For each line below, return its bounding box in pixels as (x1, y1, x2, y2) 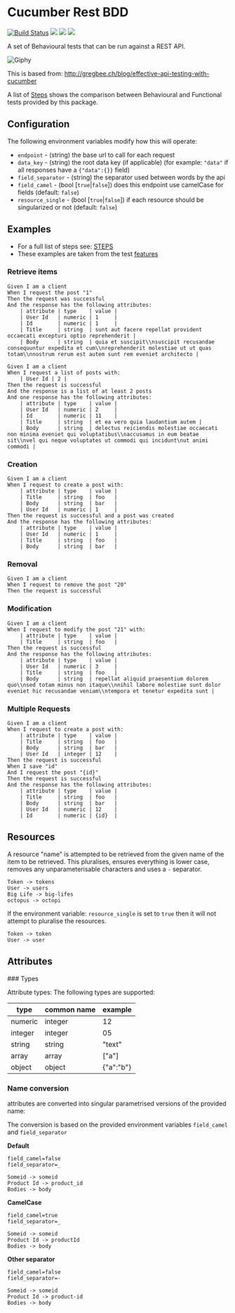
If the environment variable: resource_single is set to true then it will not (7, 909, 217, 918)
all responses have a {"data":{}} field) (17, 165, 130, 174)
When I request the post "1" (7, 289, 93, 296)
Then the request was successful (7, 295, 105, 303)
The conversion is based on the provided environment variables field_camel (7, 1120, 228, 1129)
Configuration (7, 118, 70, 130)
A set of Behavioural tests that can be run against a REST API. (7, 42, 186, 50)
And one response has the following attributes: (7, 393, 152, 401)
